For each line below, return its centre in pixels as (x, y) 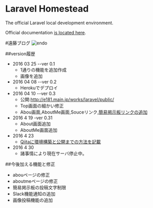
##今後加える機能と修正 (30, 164)
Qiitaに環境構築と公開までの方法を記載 (61, 141)
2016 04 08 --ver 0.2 (34, 82)
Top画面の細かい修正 (42, 106)
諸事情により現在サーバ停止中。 (53, 153)
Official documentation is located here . (46, 32)
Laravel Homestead (47, 9)
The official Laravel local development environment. (59, 23)
